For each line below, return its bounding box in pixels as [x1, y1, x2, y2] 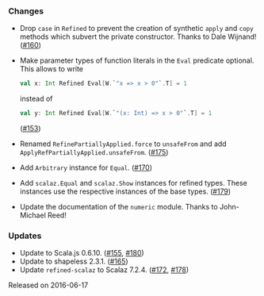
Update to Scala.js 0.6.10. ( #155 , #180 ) [19, 248, 144, 258]
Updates [8, 230, 42, 241]
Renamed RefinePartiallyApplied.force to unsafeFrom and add [19, 139, 228, 148]
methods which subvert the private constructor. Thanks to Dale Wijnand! [19, 32, 257, 41]
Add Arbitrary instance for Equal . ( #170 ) [19, 163, 153, 172]
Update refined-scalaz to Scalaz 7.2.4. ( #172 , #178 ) [19, 265, 189, 275]
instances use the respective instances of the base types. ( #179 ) [19, 186, 231, 196]
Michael [19, 210, 46, 220]
